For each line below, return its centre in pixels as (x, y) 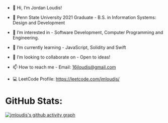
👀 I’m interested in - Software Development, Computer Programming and (88, 32)
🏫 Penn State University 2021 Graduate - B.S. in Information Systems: (84, 17)
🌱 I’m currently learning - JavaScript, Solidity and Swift (69, 47)
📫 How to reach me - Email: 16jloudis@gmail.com (64, 67)
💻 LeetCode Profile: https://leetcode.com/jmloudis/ (66, 79)
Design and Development (39, 23)
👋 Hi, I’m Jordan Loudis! (37, 8)
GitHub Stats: (34, 101)
